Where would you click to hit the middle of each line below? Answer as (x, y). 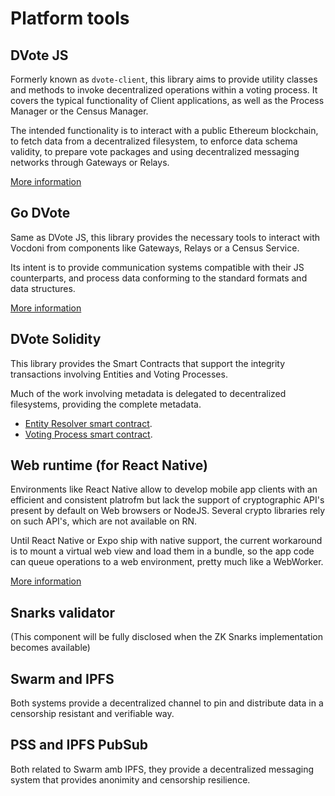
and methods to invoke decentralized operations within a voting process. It (164, 90)
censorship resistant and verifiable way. (92, 714)
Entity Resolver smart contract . (88, 423)
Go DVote (40, 213)
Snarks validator (63, 612)
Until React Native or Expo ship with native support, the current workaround (166, 541)
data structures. (43, 288)
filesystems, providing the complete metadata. (106, 404)
